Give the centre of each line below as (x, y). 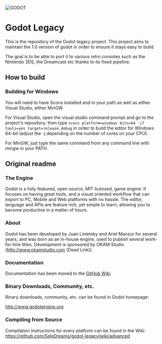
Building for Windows (32, 92)
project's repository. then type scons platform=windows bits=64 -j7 (75, 122)
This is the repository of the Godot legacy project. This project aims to (77, 41)
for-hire (13, 244)
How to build (25, 77)
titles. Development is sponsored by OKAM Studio (73, 244)
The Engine (19, 178)
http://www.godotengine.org (34, 307)
